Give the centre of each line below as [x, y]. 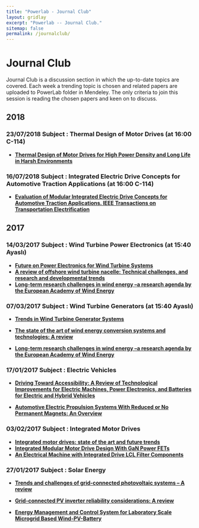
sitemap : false [25, 28]
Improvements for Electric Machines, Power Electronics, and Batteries [103, 389]
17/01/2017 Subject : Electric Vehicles [61, 370]
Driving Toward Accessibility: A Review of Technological [86, 383]
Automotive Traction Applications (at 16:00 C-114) [80, 184]
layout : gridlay [26, 17]
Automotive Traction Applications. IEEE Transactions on [85, 203]
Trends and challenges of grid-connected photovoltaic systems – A [100, 483]
